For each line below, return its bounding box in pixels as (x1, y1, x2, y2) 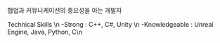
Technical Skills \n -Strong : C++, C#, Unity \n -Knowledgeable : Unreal (7, 20, 214, 28)
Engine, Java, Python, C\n (7, 27, 83, 36)
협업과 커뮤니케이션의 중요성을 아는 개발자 (7, 6, 122, 14)
